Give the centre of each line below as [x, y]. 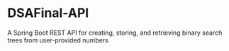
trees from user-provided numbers [58, 40]
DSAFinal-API [48, 13]
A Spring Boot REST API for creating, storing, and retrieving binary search [115, 33]
